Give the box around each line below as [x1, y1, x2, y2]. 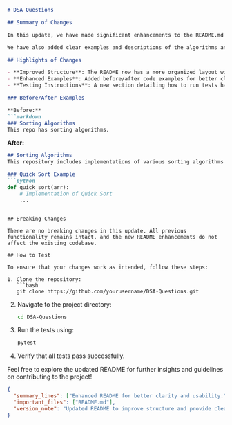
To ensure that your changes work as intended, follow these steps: [7, 264, 209, 271]
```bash [16, 282, 39, 289]
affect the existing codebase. [7, 239, 97, 246]
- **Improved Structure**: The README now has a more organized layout [7, 69, 217, 76]
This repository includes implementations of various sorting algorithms [7, 159, 224, 165]
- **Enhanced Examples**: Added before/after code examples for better [7, 75, 217, 82]
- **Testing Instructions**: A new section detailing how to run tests [7, 82, 217, 89]
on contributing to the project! [7, 372, 93, 381]
